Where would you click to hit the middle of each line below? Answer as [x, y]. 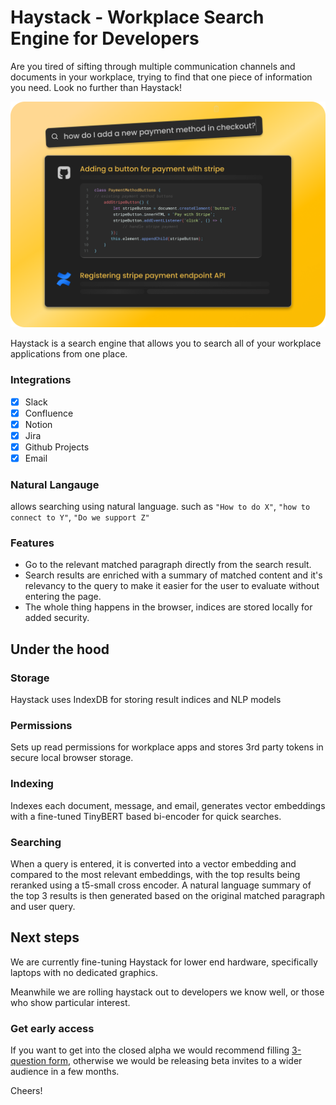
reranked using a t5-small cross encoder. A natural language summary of [161, 885]
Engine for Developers [105, 38]
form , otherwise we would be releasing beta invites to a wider [175, 1061]
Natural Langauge [55, 484]
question [28, 1061]
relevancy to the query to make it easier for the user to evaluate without [172, 586]
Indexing [32, 784]
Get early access [52, 1028]
